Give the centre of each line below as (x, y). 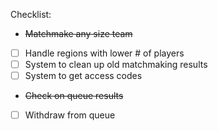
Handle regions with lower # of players (104, 53)
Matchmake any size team (78, 33)
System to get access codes (83, 76)
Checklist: (31, 14)
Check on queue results (74, 96)
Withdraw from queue (70, 115)
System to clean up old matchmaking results (116, 65)
